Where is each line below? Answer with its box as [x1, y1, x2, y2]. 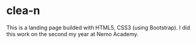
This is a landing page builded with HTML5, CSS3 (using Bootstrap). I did [6, 24, 190, 31]
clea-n [6, 4, 40, 18]
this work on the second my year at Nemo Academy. [6, 30, 139, 37]
